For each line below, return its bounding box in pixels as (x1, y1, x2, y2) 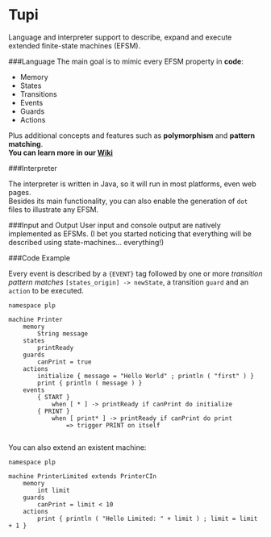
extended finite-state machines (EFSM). (8, 40, 141, 50)
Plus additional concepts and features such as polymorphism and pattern (8, 131, 256, 140)
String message (37, 329, 89, 338)
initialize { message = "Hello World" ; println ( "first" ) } (37, 372, 254, 380)
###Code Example (8, 252, 71, 263)
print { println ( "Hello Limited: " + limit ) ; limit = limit (37, 514, 258, 522)
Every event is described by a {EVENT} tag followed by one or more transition (8, 268, 263, 278)
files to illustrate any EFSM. (8, 204, 99, 214)
